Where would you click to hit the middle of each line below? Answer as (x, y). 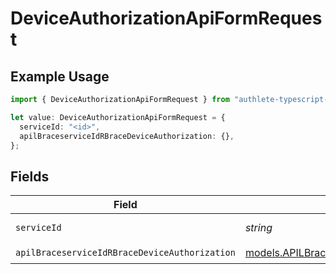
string (258, 228)
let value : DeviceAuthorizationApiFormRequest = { (118, 117)
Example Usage (60, 76)
